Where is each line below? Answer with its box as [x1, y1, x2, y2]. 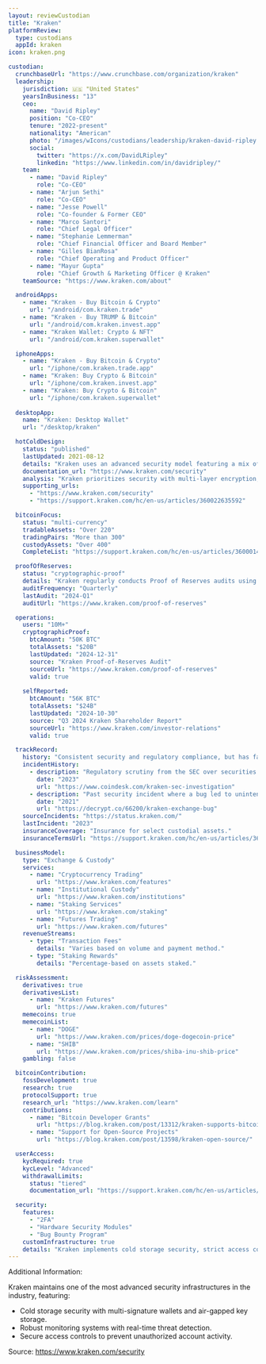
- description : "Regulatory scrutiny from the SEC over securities [28, 768, 257, 776]
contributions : [22, 1106, 73, 1114]
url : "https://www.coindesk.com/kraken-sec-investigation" [36, 782, 236, 790]
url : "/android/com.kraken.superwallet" [28, 335, 165, 344]
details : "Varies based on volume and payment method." [36, 945, 225, 953]
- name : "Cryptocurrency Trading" [28, 870, 144, 879]
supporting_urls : [22, 482, 80, 490]
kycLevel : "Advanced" [22, 1164, 93, 1173]
